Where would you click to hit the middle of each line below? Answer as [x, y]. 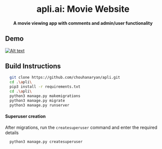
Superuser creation [25, 116]
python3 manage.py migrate [37, 100]
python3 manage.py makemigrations [45, 96]
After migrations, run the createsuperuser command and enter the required [81, 127]
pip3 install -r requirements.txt [45, 87]
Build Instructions [33, 66]
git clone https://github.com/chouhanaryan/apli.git [65, 78]
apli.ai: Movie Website [83, 9]
